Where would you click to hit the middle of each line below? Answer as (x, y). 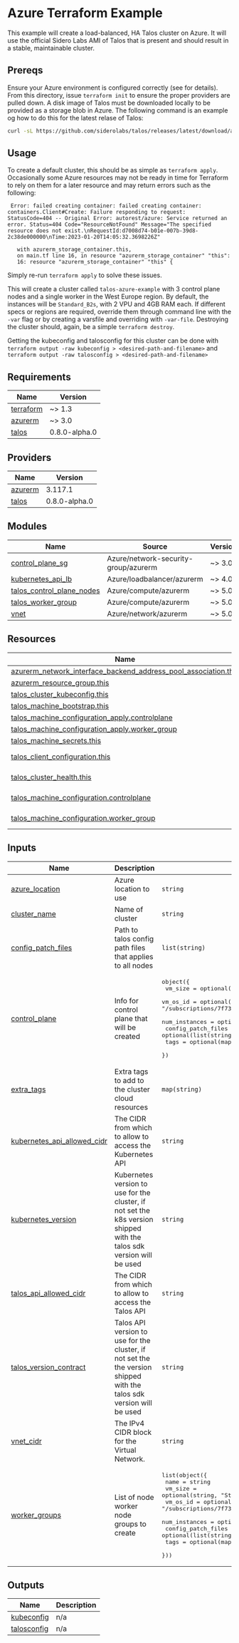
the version (133, 1367)
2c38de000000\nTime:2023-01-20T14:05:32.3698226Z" (84, 237)
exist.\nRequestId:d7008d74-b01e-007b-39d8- (132, 231)
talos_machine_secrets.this (56, 740)
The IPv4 (129, 1423)
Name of (129, 909)
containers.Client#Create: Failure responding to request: (97, 212)
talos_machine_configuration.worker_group (83, 818)
